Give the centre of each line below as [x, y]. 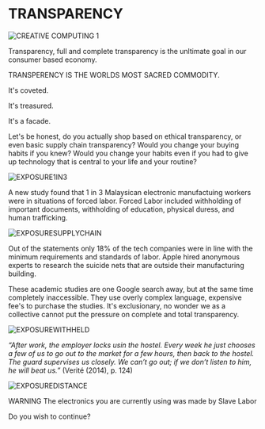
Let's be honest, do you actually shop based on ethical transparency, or [125, 136]
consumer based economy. [53, 59]
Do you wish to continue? [49, 416]
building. [23, 274]
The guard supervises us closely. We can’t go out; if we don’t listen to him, [130, 362]
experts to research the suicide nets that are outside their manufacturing [126, 265]
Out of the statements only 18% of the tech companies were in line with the [131, 248]
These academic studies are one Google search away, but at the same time [131, 289]
